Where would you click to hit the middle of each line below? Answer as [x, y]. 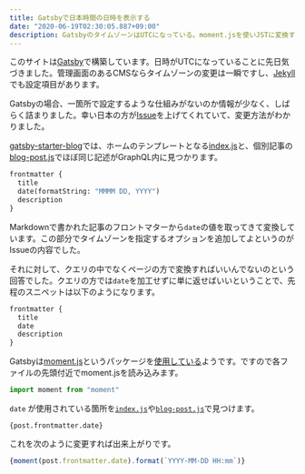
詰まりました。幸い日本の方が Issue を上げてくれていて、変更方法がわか [158, 116]
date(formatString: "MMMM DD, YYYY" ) [89, 192]
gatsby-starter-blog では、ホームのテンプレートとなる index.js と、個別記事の [151, 146]
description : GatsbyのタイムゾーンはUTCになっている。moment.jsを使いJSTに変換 [149, 35]
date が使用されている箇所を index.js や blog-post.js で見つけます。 [134, 408]
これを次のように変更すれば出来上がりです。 [93, 444]
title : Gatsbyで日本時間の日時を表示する [80, 18]
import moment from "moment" [64, 390]
